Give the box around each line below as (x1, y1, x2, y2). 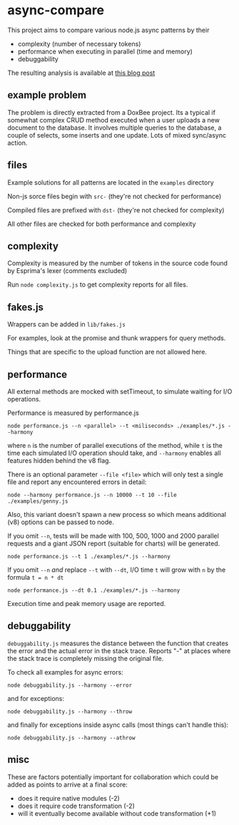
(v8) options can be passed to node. (7, 518, 114, 526)
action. (7, 138, 28, 147)
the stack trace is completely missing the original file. (7, 654, 164, 662)
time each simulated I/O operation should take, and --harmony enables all (7, 449, 221, 457)
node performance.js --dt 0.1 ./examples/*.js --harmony (7, 587, 180, 594)
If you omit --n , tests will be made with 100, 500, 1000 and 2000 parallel (7, 532, 219, 540)
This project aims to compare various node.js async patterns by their (7, 26, 210, 34)
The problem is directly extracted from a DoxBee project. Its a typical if (7, 108, 216, 116)
